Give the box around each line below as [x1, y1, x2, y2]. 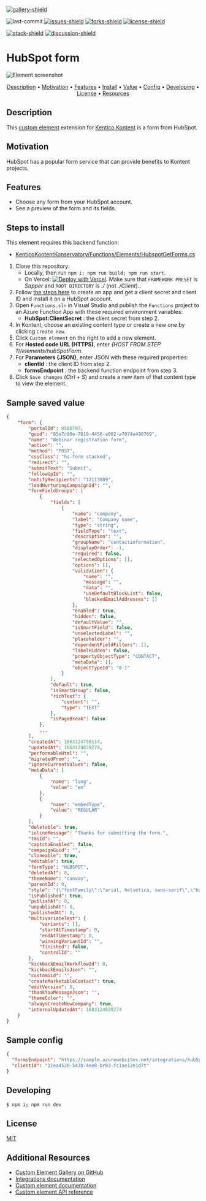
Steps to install [6, 223, 64, 233]
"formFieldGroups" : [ [28, 488, 84, 494]
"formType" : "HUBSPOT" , [28, 864, 89, 871]
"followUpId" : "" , [28, 471, 75, 477]
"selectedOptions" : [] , [72, 556, 133, 562]
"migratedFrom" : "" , [28, 756, 81, 762]
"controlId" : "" [39, 950, 81, 956]
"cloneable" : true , [28, 853, 78, 859]
